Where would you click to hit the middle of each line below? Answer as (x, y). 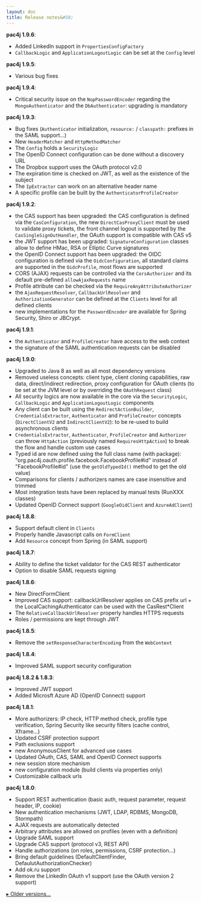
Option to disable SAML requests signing (65, 570)
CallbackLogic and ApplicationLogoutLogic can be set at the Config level (105, 52)
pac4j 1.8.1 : (20, 707)
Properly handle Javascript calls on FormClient (73, 534)
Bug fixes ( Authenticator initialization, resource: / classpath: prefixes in (104, 128)
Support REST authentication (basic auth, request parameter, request (100, 799)
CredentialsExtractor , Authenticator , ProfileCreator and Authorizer (101, 434)
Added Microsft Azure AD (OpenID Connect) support (80, 695)
